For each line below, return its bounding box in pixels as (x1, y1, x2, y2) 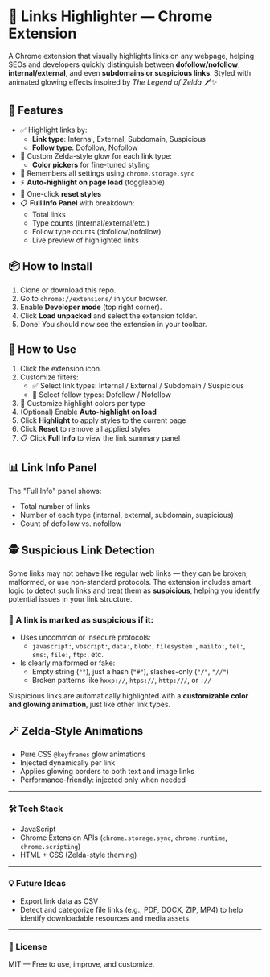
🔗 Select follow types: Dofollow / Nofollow (31, 390, 171, 399)
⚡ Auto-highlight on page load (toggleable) (19, 177, 166, 187)
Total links (31, 209, 66, 219)
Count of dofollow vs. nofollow (19, 519, 122, 528)
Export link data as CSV (19, 896, 99, 905)
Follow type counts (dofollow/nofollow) (31, 226, 162, 236)
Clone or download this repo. (19, 285, 117, 295)
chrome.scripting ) (19, 842, 81, 851)
